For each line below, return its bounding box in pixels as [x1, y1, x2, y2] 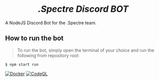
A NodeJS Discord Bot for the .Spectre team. [5, 20, 97, 26]
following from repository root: [17, 52, 80, 58]
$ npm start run [5, 62, 39, 67]
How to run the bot [5, 34, 64, 42]
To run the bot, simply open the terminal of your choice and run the [17, 47, 155, 53]
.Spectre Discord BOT [38, 3, 129, 15]
